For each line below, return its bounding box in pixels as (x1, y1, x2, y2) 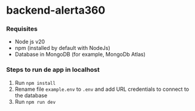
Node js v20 (14, 38, 45, 45)
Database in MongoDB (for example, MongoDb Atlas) (14, 51, 146, 58)
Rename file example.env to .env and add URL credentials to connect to (14, 85, 190, 93)
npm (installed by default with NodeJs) (14, 45, 110, 52)
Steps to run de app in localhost (6, 66, 100, 74)
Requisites (6, 25, 38, 33)
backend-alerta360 (6, 4, 106, 17)
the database (14, 91, 48, 99)
